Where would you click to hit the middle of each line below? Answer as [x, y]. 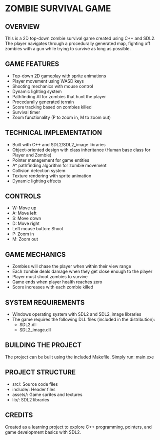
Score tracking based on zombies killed [52, 107]
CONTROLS [23, 196]
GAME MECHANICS [35, 254]
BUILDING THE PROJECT [43, 345]
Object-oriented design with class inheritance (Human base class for [81, 150]
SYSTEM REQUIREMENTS [45, 302]
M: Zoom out [25, 239]
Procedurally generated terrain [43, 102]
